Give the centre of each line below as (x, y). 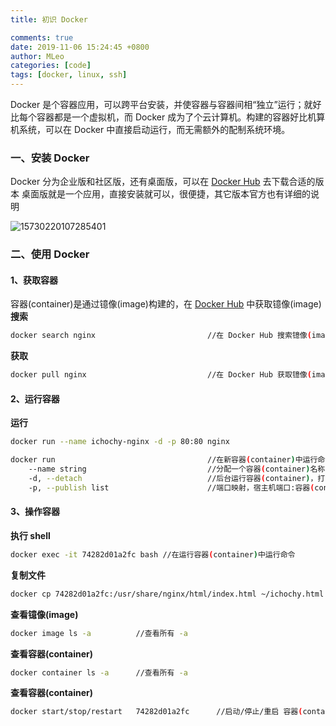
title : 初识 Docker (49, 19)
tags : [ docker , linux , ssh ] (69, 75)
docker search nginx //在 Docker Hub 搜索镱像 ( (161, 336)
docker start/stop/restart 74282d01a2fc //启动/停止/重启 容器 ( (156, 712)
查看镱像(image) (44, 614)
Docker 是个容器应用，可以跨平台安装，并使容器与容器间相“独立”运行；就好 (166, 104)
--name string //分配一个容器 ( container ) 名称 (177, 469)
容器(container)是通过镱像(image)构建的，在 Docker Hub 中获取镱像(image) (166, 304)
